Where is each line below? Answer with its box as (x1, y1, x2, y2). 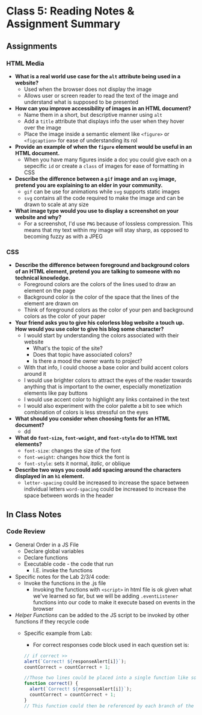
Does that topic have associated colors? (32, 351, 132, 358)
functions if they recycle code (14, 617, 89, 625)
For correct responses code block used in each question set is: (32, 641, 189, 648)
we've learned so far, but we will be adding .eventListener (32, 592, 179, 599)
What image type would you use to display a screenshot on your (14, 207, 179, 214)
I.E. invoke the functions (32, 566, 93, 573)
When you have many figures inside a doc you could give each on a (23, 155, 192, 163)
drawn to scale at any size (23, 201, 89, 208)
